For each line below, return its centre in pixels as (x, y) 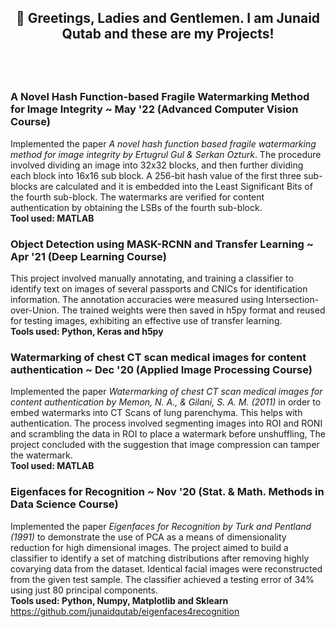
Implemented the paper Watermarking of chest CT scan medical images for (166, 392)
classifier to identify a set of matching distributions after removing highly (160, 558)
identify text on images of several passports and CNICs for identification (159, 288)
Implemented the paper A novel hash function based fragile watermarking (163, 143)
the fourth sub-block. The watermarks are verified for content (137, 197)
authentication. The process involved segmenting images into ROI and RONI (166, 423)
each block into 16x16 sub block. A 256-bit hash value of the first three (156, 175)
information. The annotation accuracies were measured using (137, 299)
